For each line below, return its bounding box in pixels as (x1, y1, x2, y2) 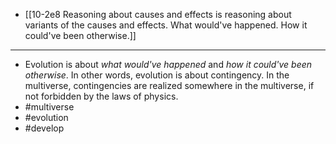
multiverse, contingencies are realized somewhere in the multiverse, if (24, 80, 315, 91)
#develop (24, 122, 65, 134)
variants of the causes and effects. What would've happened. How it (24, 19, 308, 31)
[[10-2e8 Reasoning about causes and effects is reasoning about (24, 9, 292, 20)
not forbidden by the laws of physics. (24, 90, 179, 102)
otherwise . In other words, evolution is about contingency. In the (24, 69, 290, 81)
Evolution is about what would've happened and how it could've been (24, 59, 313, 70)
